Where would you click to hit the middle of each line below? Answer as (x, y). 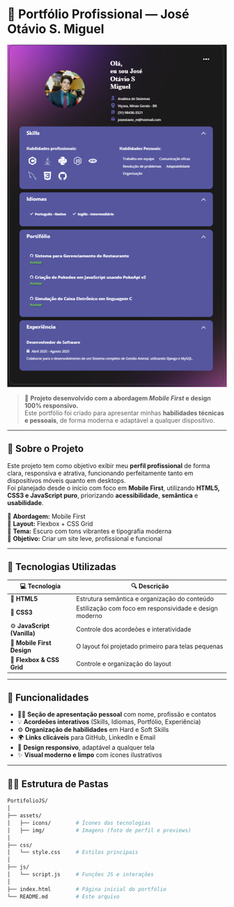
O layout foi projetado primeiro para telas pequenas (150, 646)
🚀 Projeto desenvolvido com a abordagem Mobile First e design (117, 398)
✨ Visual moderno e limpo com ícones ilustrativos (89, 755)
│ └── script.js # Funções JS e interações (81, 875)
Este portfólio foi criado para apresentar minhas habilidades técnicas (124, 413)
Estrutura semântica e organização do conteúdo (145, 599)
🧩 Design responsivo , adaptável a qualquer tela (86, 748)
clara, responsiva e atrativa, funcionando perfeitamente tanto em (100, 473)
